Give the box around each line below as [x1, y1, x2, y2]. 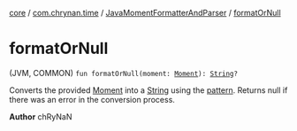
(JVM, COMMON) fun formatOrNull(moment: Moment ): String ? [9, 67, 239, 78]
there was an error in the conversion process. [9, 94, 175, 104]
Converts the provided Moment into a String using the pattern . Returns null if [9, 84, 288, 96]
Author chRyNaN [9, 111, 72, 122]
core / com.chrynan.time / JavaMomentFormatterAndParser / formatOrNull [9, 8, 281, 18]
